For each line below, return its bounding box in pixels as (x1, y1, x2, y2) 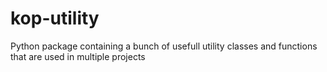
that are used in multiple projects (10, 50, 146, 62)
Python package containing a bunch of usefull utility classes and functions (10, 40, 318, 52)
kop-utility (10, 7, 100, 30)
